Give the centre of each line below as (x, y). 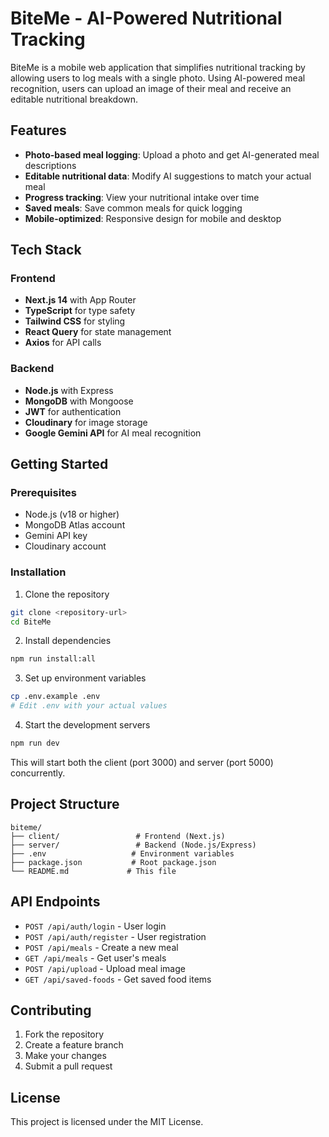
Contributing (51, 1010)
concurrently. (38, 773)
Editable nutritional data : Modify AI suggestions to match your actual (168, 176)
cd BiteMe (31, 622)
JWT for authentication (73, 411)
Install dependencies (68, 641)
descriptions (50, 165)
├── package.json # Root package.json (113, 862)
